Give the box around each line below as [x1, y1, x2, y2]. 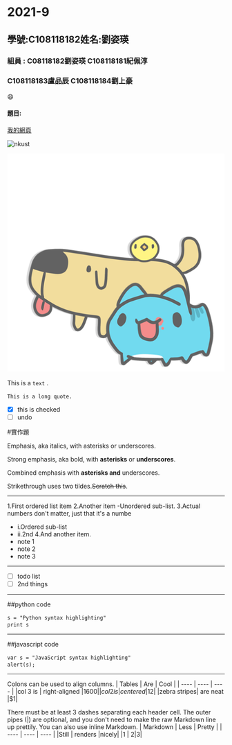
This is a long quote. [7, 393, 72, 400]
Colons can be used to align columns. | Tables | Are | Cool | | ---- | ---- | [7, 680, 213, 688]
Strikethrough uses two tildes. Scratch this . [7, 482, 128, 491]
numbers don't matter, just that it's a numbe [7, 509, 132, 518]
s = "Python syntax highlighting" [7, 615, 107, 622]
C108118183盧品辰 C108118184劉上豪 [7, 76, 133, 86]
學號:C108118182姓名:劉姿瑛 [7, 33, 129, 45]
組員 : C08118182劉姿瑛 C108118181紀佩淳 [7, 56, 148, 66]
